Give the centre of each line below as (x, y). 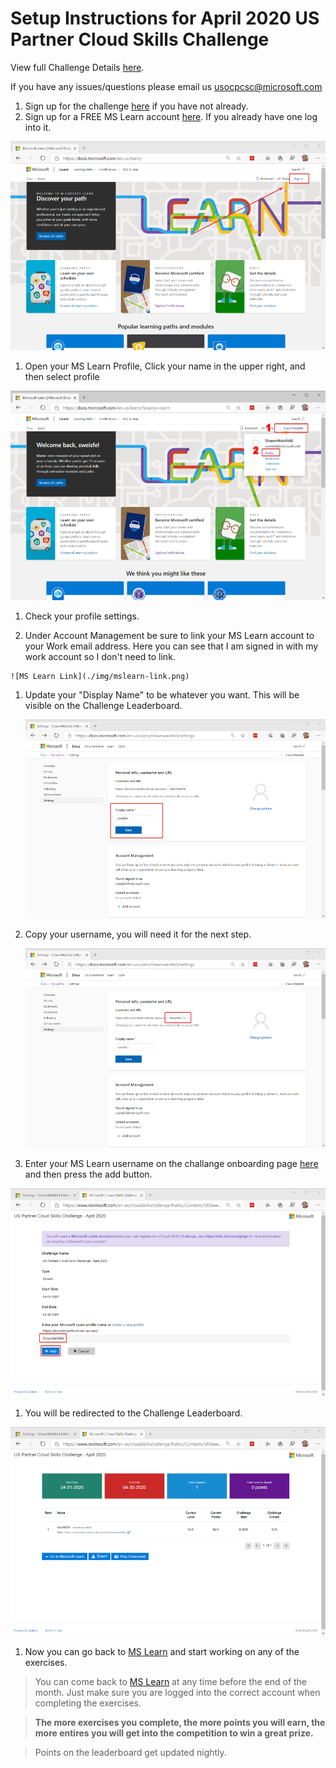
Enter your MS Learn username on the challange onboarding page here (171, 1163)
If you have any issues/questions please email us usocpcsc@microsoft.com (166, 86)
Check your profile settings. (82, 616)
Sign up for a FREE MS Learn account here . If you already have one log (171, 116)
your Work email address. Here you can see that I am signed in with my (171, 646)
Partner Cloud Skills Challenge (140, 39)
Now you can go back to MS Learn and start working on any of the (162, 1652)
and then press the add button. (88, 1174)
